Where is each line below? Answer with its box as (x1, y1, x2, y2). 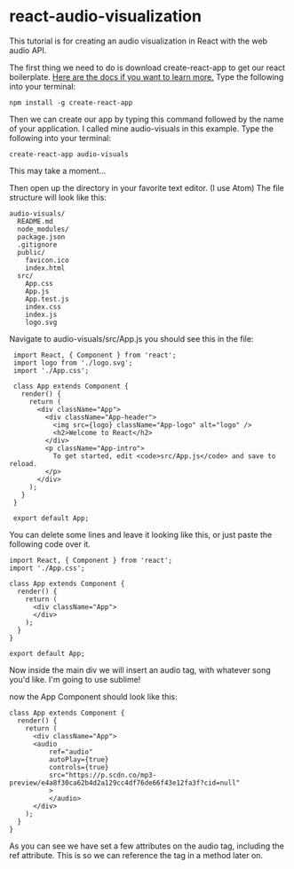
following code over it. (9, 539, 91, 549)
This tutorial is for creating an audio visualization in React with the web (9, 36, 268, 46)
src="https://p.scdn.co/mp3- (48, 770, 157, 779)
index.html (25, 264, 66, 273)
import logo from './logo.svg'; (12, 358, 133, 367)
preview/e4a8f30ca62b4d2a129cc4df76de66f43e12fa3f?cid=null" (9, 778, 241, 787)
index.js (25, 310, 58, 319)
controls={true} (48, 762, 109, 771)
